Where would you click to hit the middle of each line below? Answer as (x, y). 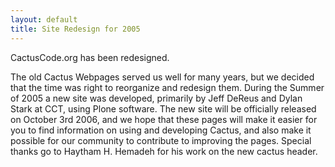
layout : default (44, 19)
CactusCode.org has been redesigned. (90, 57)
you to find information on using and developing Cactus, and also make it (161, 130)
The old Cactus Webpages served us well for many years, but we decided (162, 77)
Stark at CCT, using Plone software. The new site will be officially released (163, 108)
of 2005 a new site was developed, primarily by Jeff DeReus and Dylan (156, 98)
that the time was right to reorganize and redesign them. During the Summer (167, 87)
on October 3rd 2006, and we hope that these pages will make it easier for (164, 119)
